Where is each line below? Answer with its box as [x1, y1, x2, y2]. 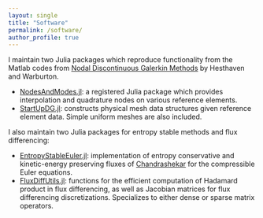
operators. [19, 201, 54, 211]
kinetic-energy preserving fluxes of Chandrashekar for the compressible [19, 159, 255, 169]
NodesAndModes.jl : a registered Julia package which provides [19, 87, 224, 97]
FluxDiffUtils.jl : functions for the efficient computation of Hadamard [19, 176, 238, 186]
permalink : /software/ [8, 26, 83, 34]
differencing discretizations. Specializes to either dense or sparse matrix [19, 193, 255, 202]
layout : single [8, 11, 58, 20]
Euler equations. [19, 168, 73, 177]
